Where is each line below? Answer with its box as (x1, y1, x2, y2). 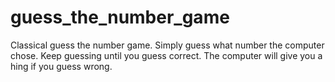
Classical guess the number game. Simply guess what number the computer (10, 39, 325, 51)
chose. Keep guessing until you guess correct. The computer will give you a (10, 49, 323, 61)
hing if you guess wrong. (10, 60, 113, 72)
